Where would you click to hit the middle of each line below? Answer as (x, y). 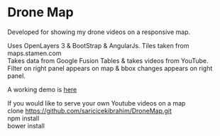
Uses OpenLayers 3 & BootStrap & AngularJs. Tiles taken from (98, 45)
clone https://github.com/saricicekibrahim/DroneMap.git (90, 110)
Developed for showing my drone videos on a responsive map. (99, 32)
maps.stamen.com (34, 53)
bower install (26, 125)
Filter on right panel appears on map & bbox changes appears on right (110, 68)
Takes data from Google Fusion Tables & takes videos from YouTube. (108, 60)
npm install (23, 118)
